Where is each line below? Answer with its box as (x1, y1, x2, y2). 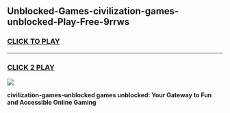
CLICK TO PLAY (7, 37, 60, 47)
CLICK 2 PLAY (7, 62, 55, 72)
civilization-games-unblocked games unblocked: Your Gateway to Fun (7, 90, 212, 99)
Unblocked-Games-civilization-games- (7, 5, 179, 17)
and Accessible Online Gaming (7, 98, 97, 106)
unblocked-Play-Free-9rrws (7, 16, 130, 28)
